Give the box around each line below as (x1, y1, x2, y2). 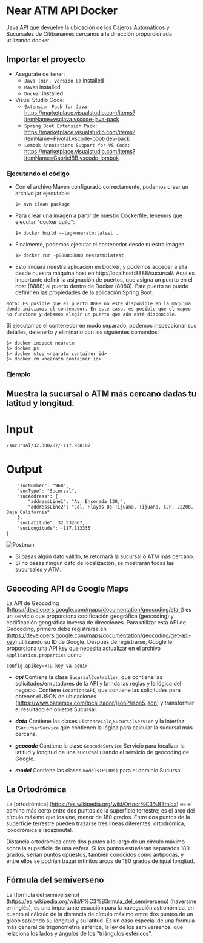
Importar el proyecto (6, 54, 86, 64)
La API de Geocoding (6, 600, 59, 607)
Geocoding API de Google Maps (6, 583, 129, 593)
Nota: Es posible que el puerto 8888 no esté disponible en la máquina (6, 301, 191, 307)
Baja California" (6, 509, 50, 516)
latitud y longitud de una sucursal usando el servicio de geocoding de (15, 749, 190, 756)
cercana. (15, 731, 38, 738)
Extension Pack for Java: (24, 104, 90, 110)
